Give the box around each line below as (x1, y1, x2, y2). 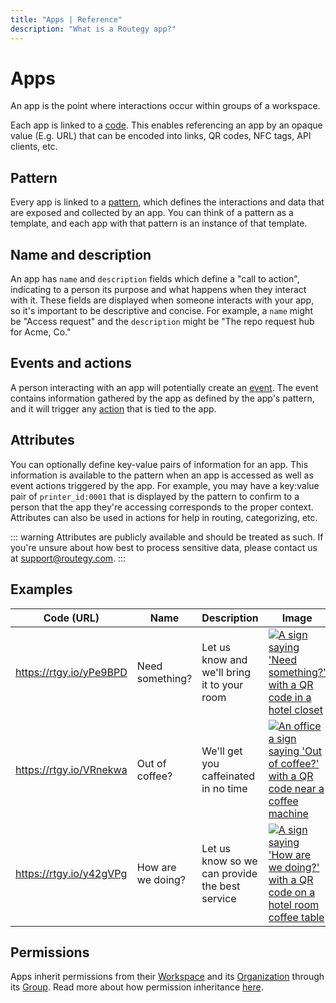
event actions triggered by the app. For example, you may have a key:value (10, 479, 320, 491)
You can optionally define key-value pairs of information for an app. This (10, 458, 309, 470)
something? (136, 671, 193, 685)
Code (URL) (43, 611, 100, 625)
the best (201, 879, 241, 893)
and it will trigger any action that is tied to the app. (10, 402, 217, 415)
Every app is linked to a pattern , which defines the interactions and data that (10, 196, 325, 208)
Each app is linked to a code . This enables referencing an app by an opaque (10, 119, 323, 131)
